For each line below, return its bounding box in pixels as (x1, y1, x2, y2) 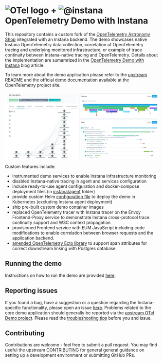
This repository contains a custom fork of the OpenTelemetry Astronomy (5, 31, 150, 37)
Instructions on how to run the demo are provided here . (5, 272, 116, 278)
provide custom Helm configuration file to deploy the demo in (12, 194, 135, 200)
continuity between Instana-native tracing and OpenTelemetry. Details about (5, 52, 158, 58)
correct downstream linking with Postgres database (12, 245, 116, 251)
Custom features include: (5, 163, 56, 169)
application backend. (12, 235, 54, 241)
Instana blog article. (5, 62, 45, 68)
